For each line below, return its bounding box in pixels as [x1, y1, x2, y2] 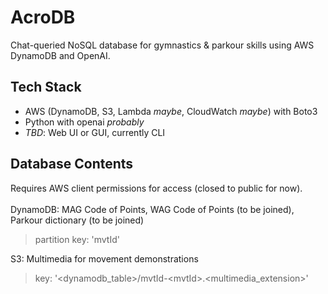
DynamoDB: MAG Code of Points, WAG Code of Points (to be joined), [10, 203, 295, 215]
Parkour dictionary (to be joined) [10, 214, 145, 226]
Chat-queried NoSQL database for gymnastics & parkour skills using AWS [10, 39, 315, 51]
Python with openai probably [24, 116, 145, 128]
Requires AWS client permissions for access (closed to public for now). [10, 182, 303, 194]
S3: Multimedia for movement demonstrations [10, 252, 199, 265]
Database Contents [10, 156, 134, 173]
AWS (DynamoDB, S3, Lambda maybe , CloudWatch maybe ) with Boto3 [24, 105, 318, 117]
